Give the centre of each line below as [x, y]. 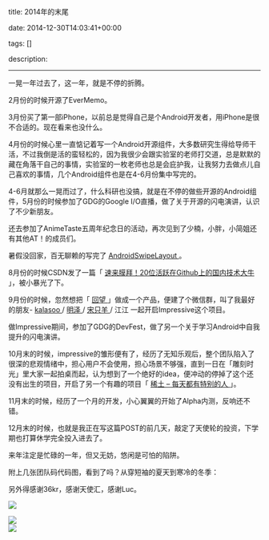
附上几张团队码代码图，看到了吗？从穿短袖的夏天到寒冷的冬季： [113, 472]
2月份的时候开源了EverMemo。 [60, 100]
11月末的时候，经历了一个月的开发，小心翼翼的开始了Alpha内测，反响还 [126, 401]
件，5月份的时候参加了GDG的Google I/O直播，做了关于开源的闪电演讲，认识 [134, 201]
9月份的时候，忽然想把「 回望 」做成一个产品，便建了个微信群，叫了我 [125, 300]
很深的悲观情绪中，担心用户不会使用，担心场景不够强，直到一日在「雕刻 [127, 364]
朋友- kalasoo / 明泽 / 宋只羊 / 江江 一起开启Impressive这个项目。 [122, 310]
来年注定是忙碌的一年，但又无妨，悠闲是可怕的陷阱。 [96, 455]
